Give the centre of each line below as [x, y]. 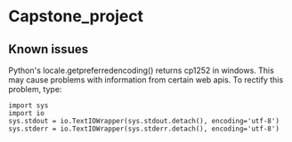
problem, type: [35, 89]
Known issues [49, 49]
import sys [28, 106]
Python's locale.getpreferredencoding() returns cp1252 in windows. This [142, 70]
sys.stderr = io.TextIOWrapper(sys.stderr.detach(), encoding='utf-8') [144, 129]
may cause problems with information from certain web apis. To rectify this [146, 80]
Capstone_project [76, 16]
